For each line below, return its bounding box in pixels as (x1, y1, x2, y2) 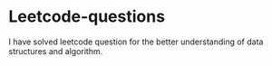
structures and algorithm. (8, 45, 103, 56)
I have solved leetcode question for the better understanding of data (8, 36, 264, 47)
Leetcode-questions (8, 6, 165, 27)
